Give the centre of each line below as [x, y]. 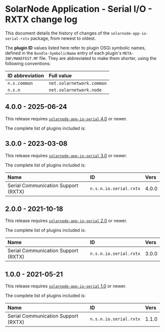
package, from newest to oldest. [63, 38]
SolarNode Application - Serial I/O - [79, 9]
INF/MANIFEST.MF [22, 58]
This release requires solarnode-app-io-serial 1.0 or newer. [66, 286]
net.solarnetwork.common [78, 83]
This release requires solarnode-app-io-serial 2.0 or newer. [66, 221]
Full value [60, 76]
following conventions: [28, 63]
